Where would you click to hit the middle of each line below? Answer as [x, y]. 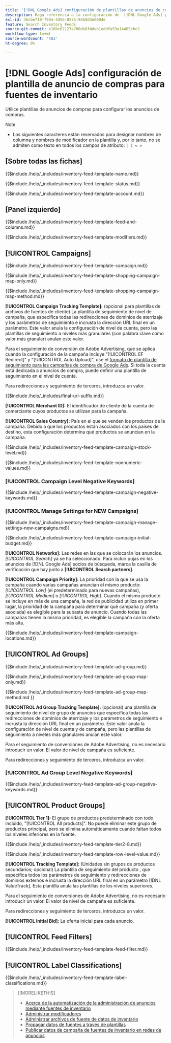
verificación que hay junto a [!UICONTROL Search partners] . [69, 569]
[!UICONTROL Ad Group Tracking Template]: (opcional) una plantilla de [81, 707]
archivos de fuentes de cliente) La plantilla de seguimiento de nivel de [78, 312]
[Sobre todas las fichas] [44, 161]
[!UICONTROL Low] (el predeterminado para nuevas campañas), [73, 590]
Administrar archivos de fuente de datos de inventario [82, 1019]
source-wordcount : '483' [32, 39]
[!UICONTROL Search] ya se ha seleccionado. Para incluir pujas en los [79, 558]
